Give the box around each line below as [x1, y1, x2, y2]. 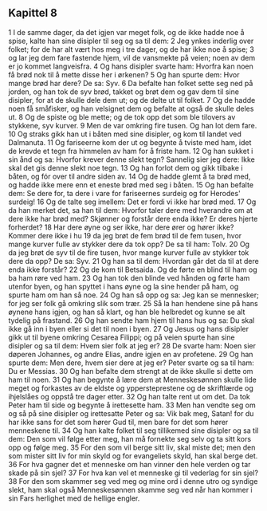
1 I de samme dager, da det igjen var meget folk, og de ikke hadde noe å [8, 27, 245, 37]
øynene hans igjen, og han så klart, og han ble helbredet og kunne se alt [8, 307, 245, 316]
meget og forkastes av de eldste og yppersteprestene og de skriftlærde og [8, 383, 253, 393]
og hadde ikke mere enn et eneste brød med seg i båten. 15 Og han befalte [8, 179, 253, 190]
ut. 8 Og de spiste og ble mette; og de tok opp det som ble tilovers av [8, 112, 236, 122]
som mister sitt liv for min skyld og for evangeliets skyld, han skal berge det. [8, 450, 258, 461]
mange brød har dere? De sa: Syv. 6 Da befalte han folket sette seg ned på [8, 78, 253, 88]
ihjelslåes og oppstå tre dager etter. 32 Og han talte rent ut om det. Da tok [8, 391, 251, 401]
